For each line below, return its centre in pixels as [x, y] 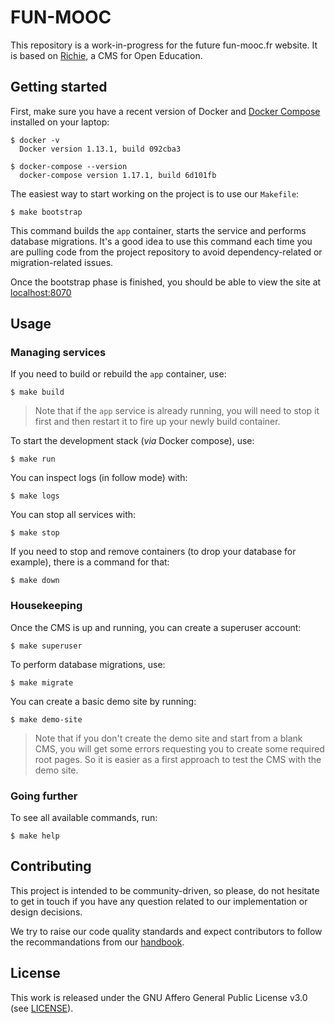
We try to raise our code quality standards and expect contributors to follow [166, 931]
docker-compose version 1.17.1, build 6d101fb [118, 175]
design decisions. [46, 912]
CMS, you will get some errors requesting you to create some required [179, 748]
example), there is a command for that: [90, 562]
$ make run [33, 459]
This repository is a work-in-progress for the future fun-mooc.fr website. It [164, 45]
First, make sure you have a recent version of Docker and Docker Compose [165, 111]
